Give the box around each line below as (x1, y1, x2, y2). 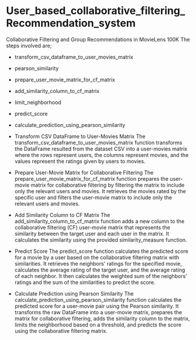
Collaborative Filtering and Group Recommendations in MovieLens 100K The (6, 36, 190, 43)
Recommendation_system (6, 16, 136, 30)
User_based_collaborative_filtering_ (6, 4, 185, 18)
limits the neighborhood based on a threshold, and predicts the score (14, 321, 181, 328)
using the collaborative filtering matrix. (14, 327, 108, 334)
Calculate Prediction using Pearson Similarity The (14, 290, 134, 297)
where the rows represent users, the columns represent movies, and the (14, 151, 189, 159)
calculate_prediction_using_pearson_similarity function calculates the (14, 296, 182, 303)
